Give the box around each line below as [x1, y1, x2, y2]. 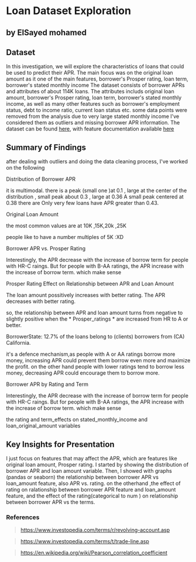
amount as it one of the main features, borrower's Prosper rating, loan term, [6, 75, 188, 83]
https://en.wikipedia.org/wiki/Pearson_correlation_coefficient [20, 549, 168, 556]
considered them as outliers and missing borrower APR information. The [6, 119, 180, 126]
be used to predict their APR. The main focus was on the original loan [6, 69, 174, 76]
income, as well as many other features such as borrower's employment [6, 100, 180, 107]
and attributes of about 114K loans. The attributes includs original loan [6, 88, 174, 95]
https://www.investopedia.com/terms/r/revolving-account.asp [20, 527, 170, 534]
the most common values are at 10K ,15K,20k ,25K [6, 222, 127, 230]
